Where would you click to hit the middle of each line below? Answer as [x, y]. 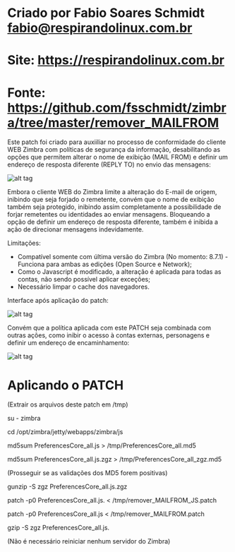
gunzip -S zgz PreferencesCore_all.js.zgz [67, 487]
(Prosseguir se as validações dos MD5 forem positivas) [88, 473]
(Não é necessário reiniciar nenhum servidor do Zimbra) [89, 541]
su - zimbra [24, 419]
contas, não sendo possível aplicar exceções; [84, 280]
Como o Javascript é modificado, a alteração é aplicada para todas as [119, 272]
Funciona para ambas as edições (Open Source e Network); [105, 264]
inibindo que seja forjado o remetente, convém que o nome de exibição [111, 200]
